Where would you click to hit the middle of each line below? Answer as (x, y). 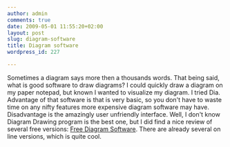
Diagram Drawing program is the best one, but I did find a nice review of (110, 121)
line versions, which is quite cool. (55, 136)
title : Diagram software (43, 46)
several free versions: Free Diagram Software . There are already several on (114, 129)
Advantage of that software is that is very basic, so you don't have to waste (115, 99)
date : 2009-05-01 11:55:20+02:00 (55, 26)
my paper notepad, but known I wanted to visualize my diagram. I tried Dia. (114, 92)
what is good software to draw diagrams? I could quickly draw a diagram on (115, 85)
